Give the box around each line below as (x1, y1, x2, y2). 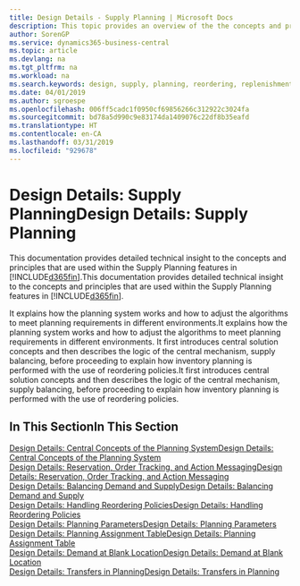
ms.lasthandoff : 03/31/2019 (9, 138, 114, 147)
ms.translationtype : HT (9, 122, 98, 131)
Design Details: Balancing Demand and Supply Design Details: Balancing (9, 480, 274, 492)
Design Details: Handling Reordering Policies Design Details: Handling (9, 500, 263, 511)
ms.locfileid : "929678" (9, 146, 98, 155)
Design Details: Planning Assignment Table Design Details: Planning (9, 529, 256, 539)
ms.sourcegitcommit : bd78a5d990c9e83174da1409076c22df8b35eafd (9, 113, 250, 122)
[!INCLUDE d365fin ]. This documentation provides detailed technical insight (9, 271, 284, 282)
